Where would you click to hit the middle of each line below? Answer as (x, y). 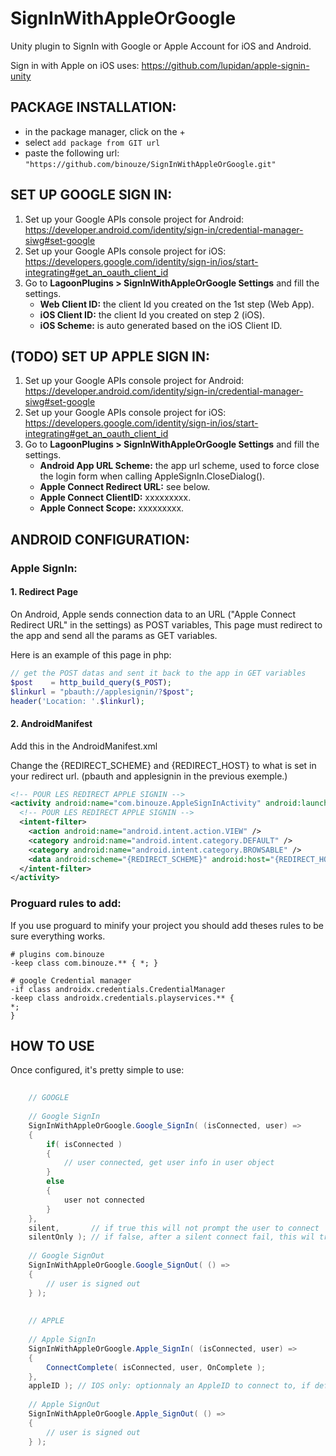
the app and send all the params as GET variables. (114, 635)
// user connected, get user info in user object (169, 1163)
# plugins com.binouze (57, 954)
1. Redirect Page (44, 592)
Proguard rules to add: (66, 904)
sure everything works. (58, 936)
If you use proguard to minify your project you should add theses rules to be (167, 925)
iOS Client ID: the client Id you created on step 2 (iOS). (152, 314)
